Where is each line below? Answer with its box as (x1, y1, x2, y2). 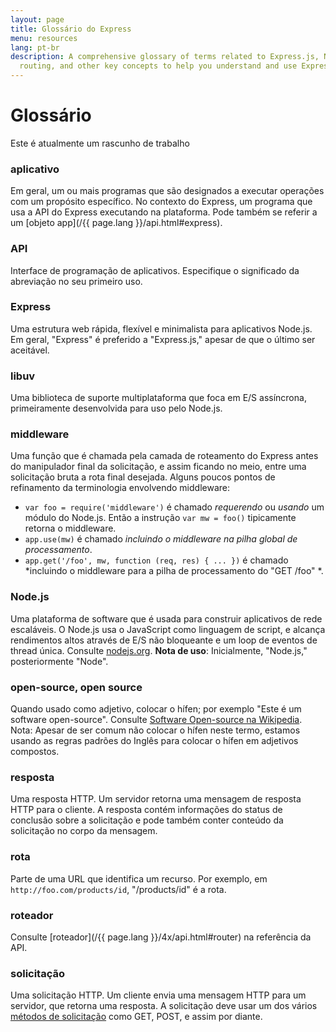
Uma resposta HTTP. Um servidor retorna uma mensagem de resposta (10, 793, 302, 805)
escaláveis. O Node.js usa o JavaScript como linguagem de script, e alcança (10, 623, 326, 635)
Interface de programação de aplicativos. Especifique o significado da (10, 264, 300, 276)
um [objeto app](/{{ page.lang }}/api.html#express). (10, 217, 223, 229)
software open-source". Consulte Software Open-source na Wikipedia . (10, 714, 303, 726)
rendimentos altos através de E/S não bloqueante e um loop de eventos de (10, 634, 318, 646)
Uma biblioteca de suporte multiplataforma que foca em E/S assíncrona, (10, 392, 307, 404)
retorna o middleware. (24, 522, 117, 535)
